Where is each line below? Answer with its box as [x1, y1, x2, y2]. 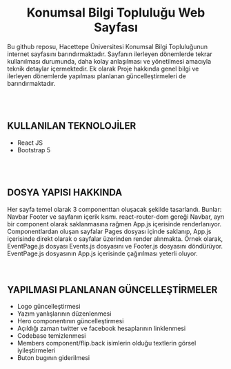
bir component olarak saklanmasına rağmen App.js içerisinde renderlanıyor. [7, 219, 222, 228]
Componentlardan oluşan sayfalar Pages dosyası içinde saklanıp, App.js [7, 227, 212, 235]
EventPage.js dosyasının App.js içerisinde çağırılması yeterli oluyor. [7, 249, 198, 258]
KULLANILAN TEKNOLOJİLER [7, 120, 137, 132]
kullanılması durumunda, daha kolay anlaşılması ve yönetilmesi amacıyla [7, 57, 212, 65]
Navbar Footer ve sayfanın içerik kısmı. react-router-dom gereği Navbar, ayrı [7, 213, 225, 221]
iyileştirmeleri [17, 346, 56, 354]
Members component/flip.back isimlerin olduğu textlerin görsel [17, 339, 197, 348]
